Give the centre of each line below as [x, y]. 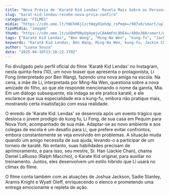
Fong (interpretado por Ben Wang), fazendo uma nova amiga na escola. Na [83, 77]
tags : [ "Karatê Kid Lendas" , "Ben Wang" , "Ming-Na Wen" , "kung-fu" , [78, 38]
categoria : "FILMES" [27, 19]
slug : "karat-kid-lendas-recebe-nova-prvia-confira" [62, 15]
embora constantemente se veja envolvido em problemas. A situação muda [83, 135]
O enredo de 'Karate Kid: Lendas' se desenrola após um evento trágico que [83, 113]
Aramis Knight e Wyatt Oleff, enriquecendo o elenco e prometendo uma [79, 182]
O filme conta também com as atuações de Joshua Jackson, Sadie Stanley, [83, 176]
